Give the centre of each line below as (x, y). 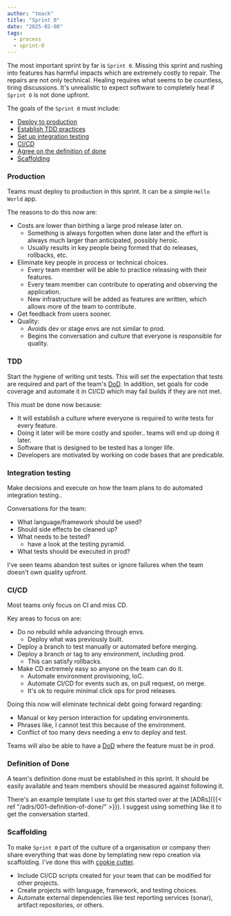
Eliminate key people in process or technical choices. (93, 262)
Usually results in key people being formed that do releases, (113, 248)
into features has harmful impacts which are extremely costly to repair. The (114, 73)
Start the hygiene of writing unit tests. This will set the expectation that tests (115, 376)
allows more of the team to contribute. (82, 307)
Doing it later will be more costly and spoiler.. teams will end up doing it (118, 433)
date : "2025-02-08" (35, 26)
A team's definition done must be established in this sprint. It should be (108, 779)
